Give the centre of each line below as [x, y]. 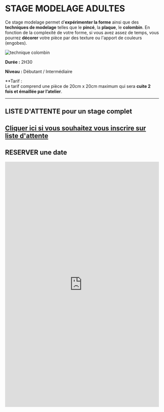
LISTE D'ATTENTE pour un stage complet [69, 112]
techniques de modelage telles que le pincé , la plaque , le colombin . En [78, 27]
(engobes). [16, 43]
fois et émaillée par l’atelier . [34, 91]
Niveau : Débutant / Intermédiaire [39, 71]
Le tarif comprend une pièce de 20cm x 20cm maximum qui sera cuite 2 [78, 86]
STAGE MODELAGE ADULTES [65, 9]
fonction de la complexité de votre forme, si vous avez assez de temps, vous [82, 32]
